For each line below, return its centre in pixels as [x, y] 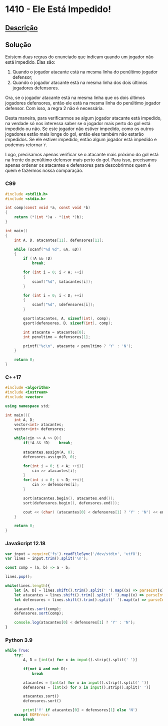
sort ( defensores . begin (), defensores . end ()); [71, 503]
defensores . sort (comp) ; [39, 613]
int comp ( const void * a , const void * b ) [48, 208]
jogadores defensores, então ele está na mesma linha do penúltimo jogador [83, 103]
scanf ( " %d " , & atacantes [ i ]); [62, 282]
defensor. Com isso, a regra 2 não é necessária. [54, 109]
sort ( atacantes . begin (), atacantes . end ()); [69, 498]
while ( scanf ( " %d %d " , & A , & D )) [48, 249]
